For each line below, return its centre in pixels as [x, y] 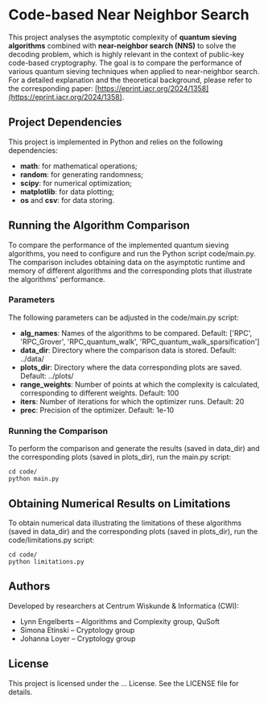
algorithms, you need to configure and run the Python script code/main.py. [132, 253]
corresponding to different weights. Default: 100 [99, 393]
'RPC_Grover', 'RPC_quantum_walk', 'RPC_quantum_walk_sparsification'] [140, 341]
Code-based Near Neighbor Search [129, 15]
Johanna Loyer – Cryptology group [78, 639]
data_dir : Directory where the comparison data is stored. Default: [128, 350]
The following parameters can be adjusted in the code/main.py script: [124, 317]
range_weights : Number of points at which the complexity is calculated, [140, 384]
